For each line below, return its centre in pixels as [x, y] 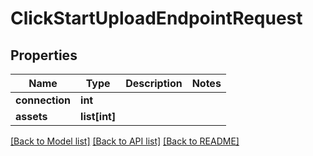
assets [31, 116]
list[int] [98, 116]
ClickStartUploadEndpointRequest [156, 18]
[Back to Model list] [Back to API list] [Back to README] [125, 141]
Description [154, 83]
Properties [44, 55]
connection [43, 100]
